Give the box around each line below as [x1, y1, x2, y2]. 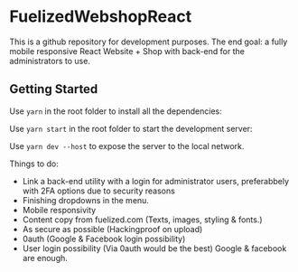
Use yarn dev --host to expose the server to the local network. [9, 140, 245, 151]
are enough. [22, 252, 68, 263]
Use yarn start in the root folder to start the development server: [9, 123, 253, 134]
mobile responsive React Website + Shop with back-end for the [9, 45, 246, 56]
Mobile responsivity [22, 204, 97, 215]
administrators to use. [9, 55, 90, 66]
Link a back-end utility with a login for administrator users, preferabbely [22, 175, 290, 186]
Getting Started [9, 81, 98, 97]
